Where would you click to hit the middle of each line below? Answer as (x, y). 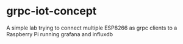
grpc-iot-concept (52, 11)
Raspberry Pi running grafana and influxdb (60, 34)
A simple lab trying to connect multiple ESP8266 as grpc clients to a (92, 28)
